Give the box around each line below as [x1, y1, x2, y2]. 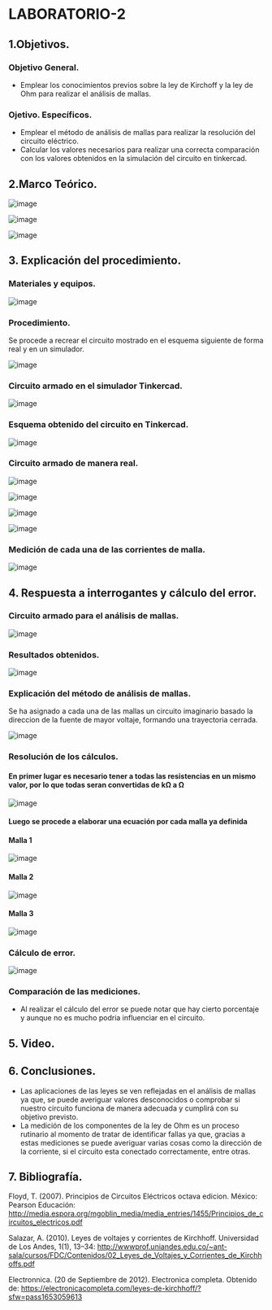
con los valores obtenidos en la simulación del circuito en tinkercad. [19, 154, 248, 164]
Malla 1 [8, 835, 32, 845]
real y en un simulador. [8, 343, 85, 354]
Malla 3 [8, 909, 34, 919]
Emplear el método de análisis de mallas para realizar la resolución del [19, 128, 256, 138]
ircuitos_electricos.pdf [8, 1217, 83, 1227]
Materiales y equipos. [8, 278, 96, 290]
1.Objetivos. [8, 37, 71, 51]
